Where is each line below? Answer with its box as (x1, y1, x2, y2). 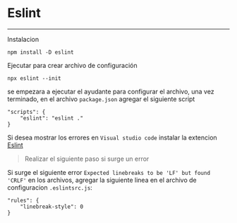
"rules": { (7, 197, 39, 204)
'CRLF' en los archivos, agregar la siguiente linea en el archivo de (7, 176, 197, 184)
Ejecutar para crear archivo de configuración (7, 61, 138, 69)
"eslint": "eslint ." (20, 115, 83, 122)
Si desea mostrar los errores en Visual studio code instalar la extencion (7, 133, 217, 142)
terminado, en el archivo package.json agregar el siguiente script (7, 94, 195, 103)
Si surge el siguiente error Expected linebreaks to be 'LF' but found (7, 168, 210, 176)
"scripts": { (7, 108, 46, 115)
